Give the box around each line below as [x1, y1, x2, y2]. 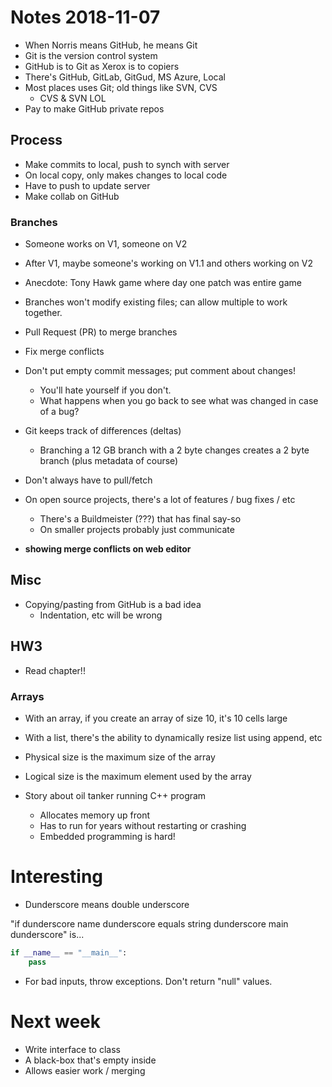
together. [24, 307, 63, 319]
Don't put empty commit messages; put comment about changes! [24, 365, 296, 377]
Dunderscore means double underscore [24, 898, 190, 910]
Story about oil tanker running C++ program [24, 789, 207, 801]
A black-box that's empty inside [24, 1054, 157, 1066]
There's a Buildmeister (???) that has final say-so [39, 513, 242, 525]
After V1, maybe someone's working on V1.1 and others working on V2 [24, 257, 313, 270]
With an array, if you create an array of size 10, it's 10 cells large [24, 712, 288, 724]
